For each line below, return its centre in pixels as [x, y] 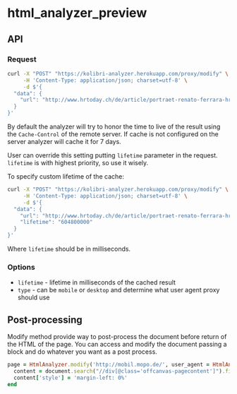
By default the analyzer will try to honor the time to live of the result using [114, 126]
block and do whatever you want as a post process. [82, 352]
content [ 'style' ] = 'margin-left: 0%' [71, 378]
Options [21, 267]
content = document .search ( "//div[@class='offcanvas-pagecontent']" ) [118, 371]
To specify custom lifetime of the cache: [66, 177]
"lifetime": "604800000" [56, 222]
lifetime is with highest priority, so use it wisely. [78, 163]
